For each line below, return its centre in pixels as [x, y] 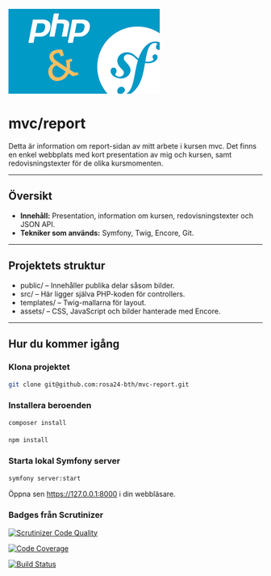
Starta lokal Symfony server [65, 460]
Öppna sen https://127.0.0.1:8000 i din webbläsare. [92, 494]
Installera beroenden [50, 406]
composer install [38, 423]
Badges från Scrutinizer [56, 515]
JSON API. [38, 224]
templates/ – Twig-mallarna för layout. [83, 302]
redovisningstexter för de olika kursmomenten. [86, 163]
